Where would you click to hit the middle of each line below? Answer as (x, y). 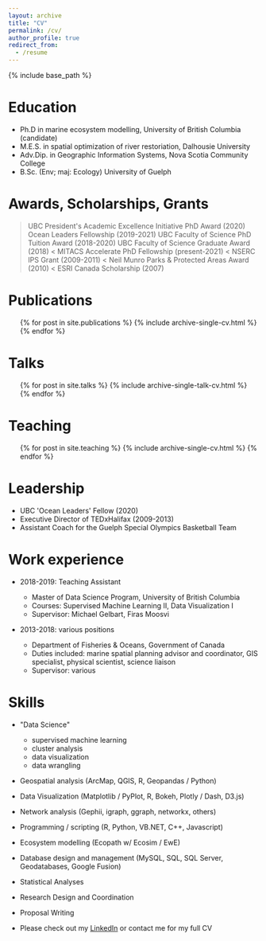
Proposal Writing (47, 912)
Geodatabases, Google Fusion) (70, 866)
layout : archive (35, 16)
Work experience (66, 559)
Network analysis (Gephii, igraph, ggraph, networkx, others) (118, 811)
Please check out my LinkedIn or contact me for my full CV (116, 927)
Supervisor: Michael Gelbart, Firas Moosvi (100, 614)
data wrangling (56, 765)
